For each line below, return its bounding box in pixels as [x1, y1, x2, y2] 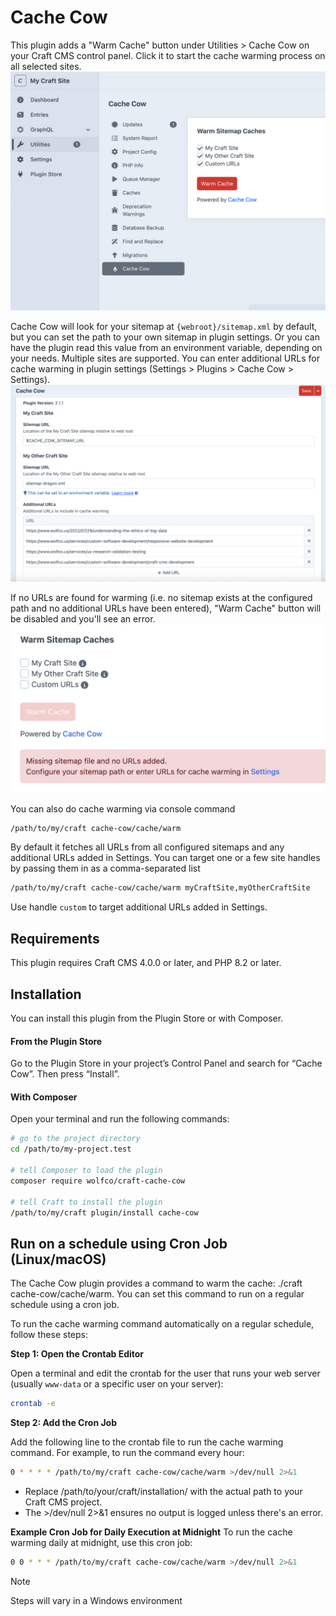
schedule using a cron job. [10, 1299, 120, 1311]
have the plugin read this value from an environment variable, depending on [10, 341, 323, 353]
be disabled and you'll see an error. [10, 612, 156, 625]
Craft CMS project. [24, 1496, 103, 1508]
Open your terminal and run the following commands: [10, 1113, 230, 1125]
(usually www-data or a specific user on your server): [10, 1378, 224, 1390]
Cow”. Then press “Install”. [10, 1068, 120, 1080]
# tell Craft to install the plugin [10, 1197, 163, 1207]
